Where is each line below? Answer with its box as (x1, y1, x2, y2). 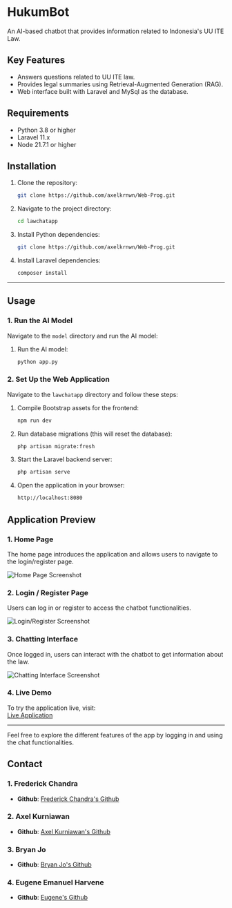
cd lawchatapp (17, 218, 58, 225)
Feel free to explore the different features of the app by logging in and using (7, 731, 223, 739)
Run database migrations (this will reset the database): (17, 429, 173, 438)
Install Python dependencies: (17, 231, 100, 239)
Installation (7, 160, 57, 172)
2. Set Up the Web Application (7, 374, 110, 384)
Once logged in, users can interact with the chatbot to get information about (7, 650, 224, 658)
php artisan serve (17, 469, 70, 476)
